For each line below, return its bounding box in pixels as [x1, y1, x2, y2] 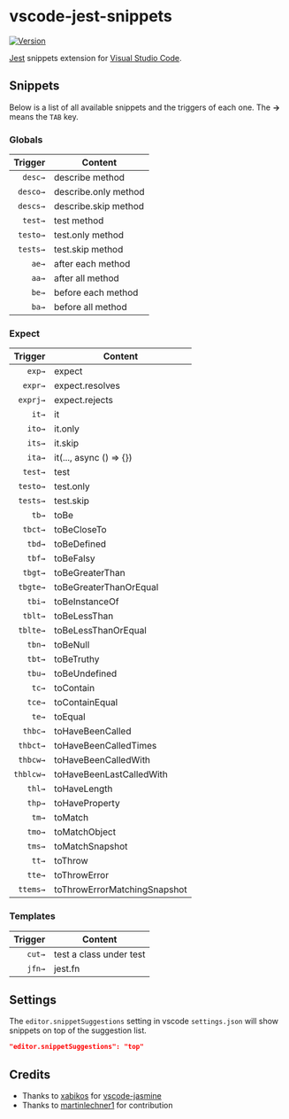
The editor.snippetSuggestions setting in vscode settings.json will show [9, 1016, 279, 1027]
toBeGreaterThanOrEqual [54, 581, 159, 594]
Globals [9, 133, 43, 145]
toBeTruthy [54, 653, 100, 665]
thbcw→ [18, 755, 46, 765]
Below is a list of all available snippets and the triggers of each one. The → [9, 102, 281, 113]
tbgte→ [18, 582, 46, 593]
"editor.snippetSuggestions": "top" [9, 1043, 144, 1052]
